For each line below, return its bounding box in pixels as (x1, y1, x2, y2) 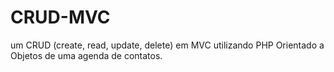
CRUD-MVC (10, 6, 111, 29)
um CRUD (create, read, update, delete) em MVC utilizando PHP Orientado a (10, 39, 325, 51)
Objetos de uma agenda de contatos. (10, 49, 163, 61)
